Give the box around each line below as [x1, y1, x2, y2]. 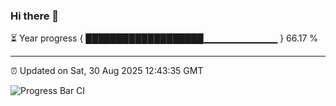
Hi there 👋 [10, 9, 60, 23]
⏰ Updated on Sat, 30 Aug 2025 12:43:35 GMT [10, 65, 204, 77]
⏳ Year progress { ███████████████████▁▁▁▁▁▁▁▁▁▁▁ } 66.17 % [10, 32, 319, 44]
